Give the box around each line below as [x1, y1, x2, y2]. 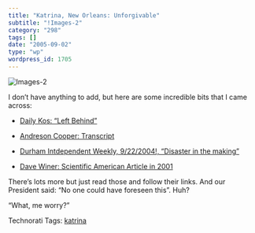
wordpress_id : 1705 [8, 56, 72, 64]
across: [8, 100, 33, 110]
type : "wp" [8, 48, 44, 56]
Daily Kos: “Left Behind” [19, 116, 98, 125]
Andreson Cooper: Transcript [19, 131, 115, 140]
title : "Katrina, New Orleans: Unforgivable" [8, 11, 160, 20]
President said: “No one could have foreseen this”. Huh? [8, 185, 190, 194]
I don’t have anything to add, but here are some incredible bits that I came [8, 92, 248, 102]
